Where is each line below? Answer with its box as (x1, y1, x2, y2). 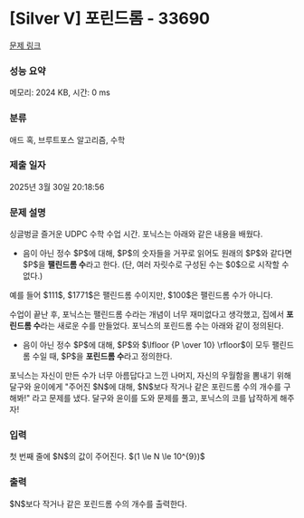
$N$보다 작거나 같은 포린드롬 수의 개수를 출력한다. (9, 498, 187, 509)
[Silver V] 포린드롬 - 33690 (9, 8, 211, 29)
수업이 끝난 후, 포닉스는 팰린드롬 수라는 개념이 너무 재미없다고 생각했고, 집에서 (9, 309, 285, 320)
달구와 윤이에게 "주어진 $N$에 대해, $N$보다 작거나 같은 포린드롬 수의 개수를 (9, 381, 282, 392)
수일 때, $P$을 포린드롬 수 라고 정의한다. (32, 350, 173, 362)
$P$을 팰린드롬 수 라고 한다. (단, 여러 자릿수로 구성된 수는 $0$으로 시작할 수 (22, 259, 290, 270)
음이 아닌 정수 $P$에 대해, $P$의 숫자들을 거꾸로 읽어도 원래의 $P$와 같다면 (22, 248, 292, 259)
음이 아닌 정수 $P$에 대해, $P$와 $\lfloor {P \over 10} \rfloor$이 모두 (22, 340, 271, 350)
